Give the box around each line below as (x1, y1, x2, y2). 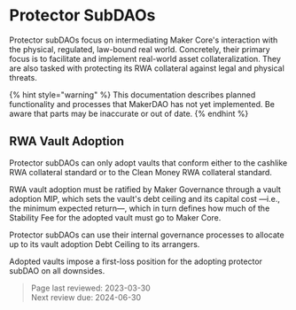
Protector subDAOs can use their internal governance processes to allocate (9, 229, 285, 240)
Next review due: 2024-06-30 (30, 291, 142, 302)
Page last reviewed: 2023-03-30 (30, 283, 151, 293)
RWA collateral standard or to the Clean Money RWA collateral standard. (9, 167, 273, 177)
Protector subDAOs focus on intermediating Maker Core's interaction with (9, 35, 278, 45)
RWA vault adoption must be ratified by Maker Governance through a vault (9, 183, 282, 195)
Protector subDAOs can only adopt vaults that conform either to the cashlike (9, 157, 288, 168)
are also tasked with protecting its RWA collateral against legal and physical (9, 63, 285, 74)
